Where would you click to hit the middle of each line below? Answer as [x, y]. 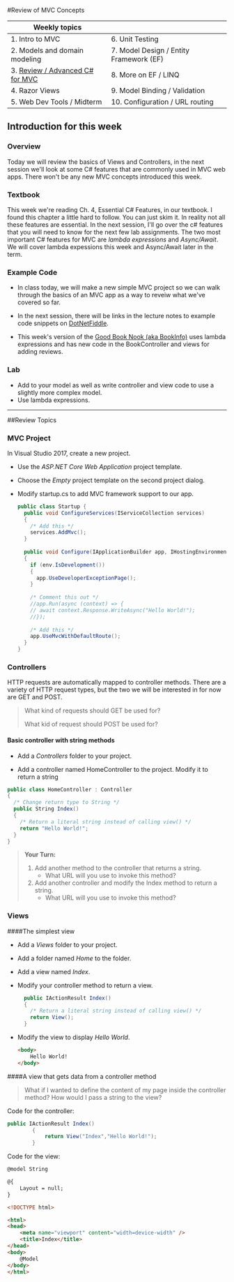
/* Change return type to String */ [67, 803]
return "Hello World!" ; [54, 828]
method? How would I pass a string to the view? [93, 1097]
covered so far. [39, 302]
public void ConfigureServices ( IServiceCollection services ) [115, 513]
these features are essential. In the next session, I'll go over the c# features [115, 224]
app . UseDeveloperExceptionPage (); [86, 578]
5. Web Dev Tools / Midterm [56, 102]
